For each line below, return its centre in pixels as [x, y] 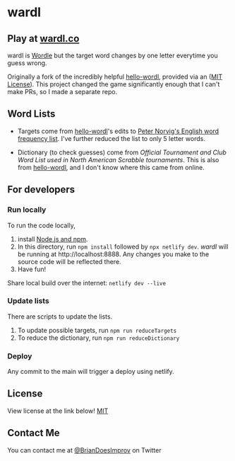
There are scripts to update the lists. [60, 317]
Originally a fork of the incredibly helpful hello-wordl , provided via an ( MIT [115, 76]
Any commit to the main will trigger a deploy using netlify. [91, 372]
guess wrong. [27, 63]
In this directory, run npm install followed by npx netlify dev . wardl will [123, 246]
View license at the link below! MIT [58, 411]
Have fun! [32, 269]
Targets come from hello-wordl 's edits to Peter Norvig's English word [118, 131]
